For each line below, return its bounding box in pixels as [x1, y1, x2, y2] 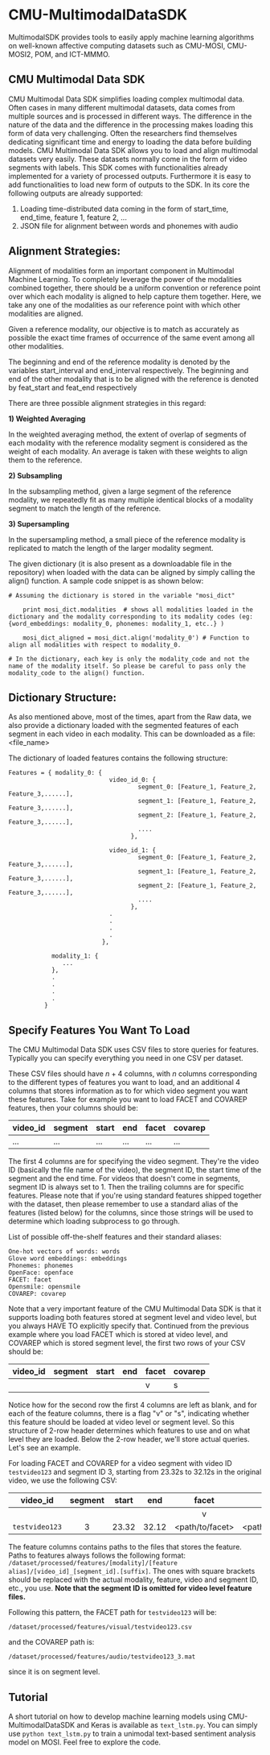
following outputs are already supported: [8, 188, 143, 198]
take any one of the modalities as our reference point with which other [8, 300, 241, 309]
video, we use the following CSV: [8, 1476, 118, 1485]
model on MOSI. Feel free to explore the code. [8, 1737, 162, 1747]
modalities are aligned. [8, 308, 84, 318]
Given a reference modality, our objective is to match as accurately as [8, 324, 239, 333]
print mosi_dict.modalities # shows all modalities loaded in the [22, 606, 253, 614]
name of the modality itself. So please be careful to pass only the [8, 662, 247, 670]
